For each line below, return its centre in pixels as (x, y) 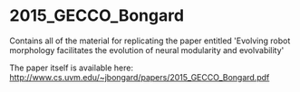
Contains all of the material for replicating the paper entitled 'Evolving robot (150, 41)
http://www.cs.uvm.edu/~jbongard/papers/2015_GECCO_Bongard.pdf (140, 77)
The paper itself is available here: (72, 68)
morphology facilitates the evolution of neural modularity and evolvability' (147, 50)
